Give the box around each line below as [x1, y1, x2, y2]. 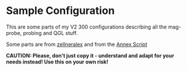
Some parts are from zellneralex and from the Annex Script [6, 41, 147, 48]
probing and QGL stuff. [23, 29, 78, 36]
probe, [6, 29, 22, 36]
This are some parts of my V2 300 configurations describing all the [6, 23, 167, 30]
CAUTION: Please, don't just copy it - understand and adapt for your [6, 52, 175, 59]
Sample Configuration [6, 4, 115, 17]
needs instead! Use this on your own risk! [6, 58, 109, 65]
